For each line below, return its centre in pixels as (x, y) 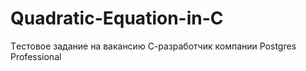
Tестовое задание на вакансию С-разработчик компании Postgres (153, 46)
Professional (36, 56)
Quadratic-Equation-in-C (117, 18)
